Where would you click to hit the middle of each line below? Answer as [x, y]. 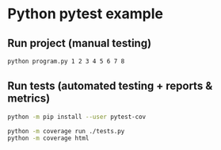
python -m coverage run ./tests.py [66, 131]
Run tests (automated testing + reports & [110, 86]
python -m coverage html [48, 138]
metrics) [29, 99]
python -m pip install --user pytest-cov [77, 117]
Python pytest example [86, 14]
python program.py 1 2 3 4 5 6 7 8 [66, 61]
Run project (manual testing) [80, 43]
